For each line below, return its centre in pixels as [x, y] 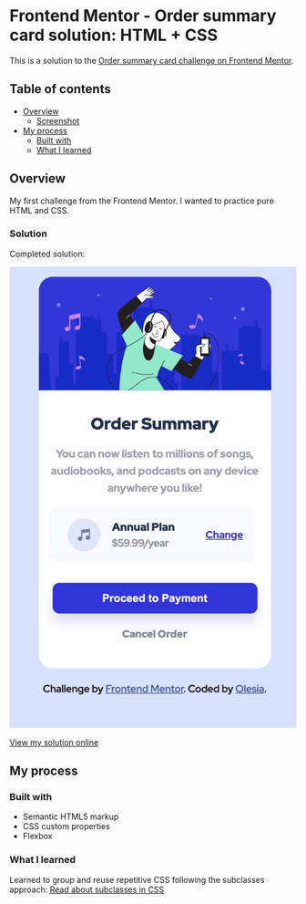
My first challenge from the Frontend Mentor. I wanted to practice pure [142, 201]
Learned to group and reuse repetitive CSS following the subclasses [137, 879]
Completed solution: [47, 254]
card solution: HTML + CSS [114, 35]
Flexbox [37, 836]
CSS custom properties [66, 826]
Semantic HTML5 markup [71, 816]
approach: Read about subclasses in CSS [87, 889]
